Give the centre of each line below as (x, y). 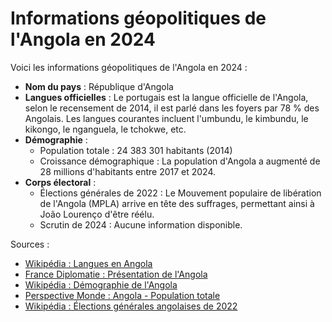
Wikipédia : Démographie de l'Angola (101, 284)
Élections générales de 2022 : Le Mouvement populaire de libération (180, 193)
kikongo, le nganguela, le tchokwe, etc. (105, 129)
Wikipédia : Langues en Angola (88, 263)
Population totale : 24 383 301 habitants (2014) (136, 150)
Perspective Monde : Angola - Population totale (122, 295)
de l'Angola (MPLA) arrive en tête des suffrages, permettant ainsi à (177, 203)
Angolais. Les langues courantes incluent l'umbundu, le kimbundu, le (166, 118)
